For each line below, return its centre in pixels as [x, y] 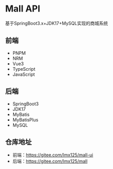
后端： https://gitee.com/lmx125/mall [50, 161]
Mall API [23, 9]
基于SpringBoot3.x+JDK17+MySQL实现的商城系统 [56, 23]
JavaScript [24, 74]
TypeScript [24, 69]
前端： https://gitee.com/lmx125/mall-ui [53, 155]
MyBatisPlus [25, 120]
